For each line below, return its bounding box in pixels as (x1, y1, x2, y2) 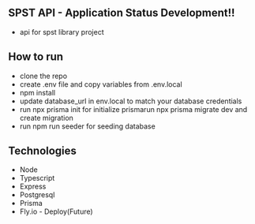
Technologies (8, 144, 77, 158)
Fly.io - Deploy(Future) (19, 207, 93, 216)
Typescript (19, 174, 55, 183)
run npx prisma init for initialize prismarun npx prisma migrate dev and (19, 104, 248, 114)
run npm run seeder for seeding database (19, 121, 156, 131)
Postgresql (19, 190, 55, 200)
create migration (19, 113, 73, 122)
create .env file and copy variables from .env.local (19, 79, 183, 89)
